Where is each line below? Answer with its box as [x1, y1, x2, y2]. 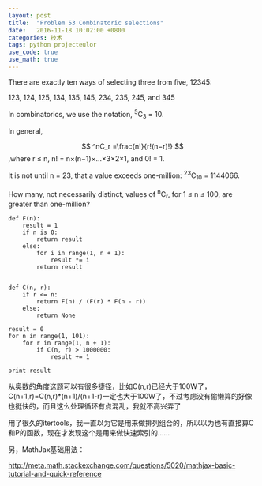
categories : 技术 [8, 33, 63, 42]
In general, [8, 126, 43, 136]
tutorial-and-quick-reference [8, 469, 102, 479]
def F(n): [8, 215, 41, 223]
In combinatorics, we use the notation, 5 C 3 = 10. [8, 107, 164, 121]
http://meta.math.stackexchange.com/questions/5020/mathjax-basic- [8, 461, 236, 470]
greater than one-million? [8, 199, 91, 209]
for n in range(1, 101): [8, 333, 90, 341]
